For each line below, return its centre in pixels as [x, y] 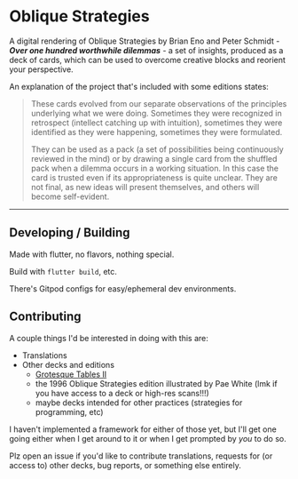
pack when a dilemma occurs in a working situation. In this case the [155, 168]
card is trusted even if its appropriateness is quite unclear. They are [154, 177]
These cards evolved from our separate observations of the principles [159, 103]
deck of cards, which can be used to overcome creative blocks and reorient [148, 60]
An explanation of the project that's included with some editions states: [139, 86]
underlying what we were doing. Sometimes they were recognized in [156, 113]
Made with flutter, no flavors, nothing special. [92, 254]
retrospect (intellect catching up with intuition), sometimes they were [157, 123]
